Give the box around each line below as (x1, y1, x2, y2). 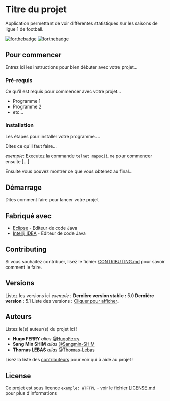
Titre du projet (5, 4, 67, 15)
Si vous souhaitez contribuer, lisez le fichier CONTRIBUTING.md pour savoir (5, 258, 165, 264)
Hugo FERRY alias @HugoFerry (12, 336, 80, 342)
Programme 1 (12, 98, 41, 104)
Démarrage (5, 183, 42, 192)
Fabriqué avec (5, 211, 52, 220)
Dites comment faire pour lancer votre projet (5, 197, 99, 203)
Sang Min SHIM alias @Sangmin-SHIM (12, 341, 95, 347)
